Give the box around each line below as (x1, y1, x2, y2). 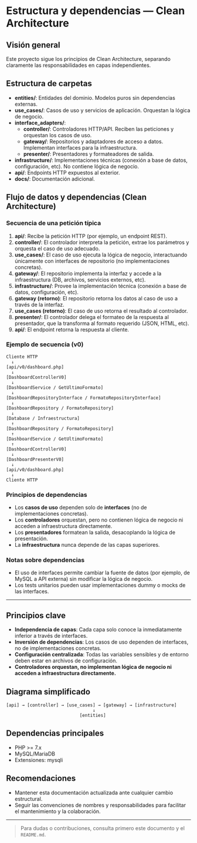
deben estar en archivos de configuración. (14, 657, 117, 664)
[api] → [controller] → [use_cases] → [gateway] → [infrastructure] (6, 702, 177, 708)
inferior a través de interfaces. (14, 632, 88, 639)
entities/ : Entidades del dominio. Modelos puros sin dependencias (14, 94, 176, 101)
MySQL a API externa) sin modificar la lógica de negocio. (14, 575, 153, 583)
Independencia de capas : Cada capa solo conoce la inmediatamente (14, 626, 182, 633)
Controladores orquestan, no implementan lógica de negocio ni (14, 663, 172, 671)
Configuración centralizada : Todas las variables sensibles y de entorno (14, 651, 189, 658)
